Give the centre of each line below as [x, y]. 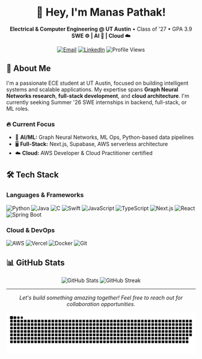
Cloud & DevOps [31, 230]
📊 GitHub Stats [35, 263]
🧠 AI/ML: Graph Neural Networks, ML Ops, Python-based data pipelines [104, 137]
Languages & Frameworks [45, 195]
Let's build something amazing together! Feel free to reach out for [101, 298]
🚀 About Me [29, 69]
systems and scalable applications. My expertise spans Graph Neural [92, 89]
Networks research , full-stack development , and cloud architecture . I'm [98, 96]
